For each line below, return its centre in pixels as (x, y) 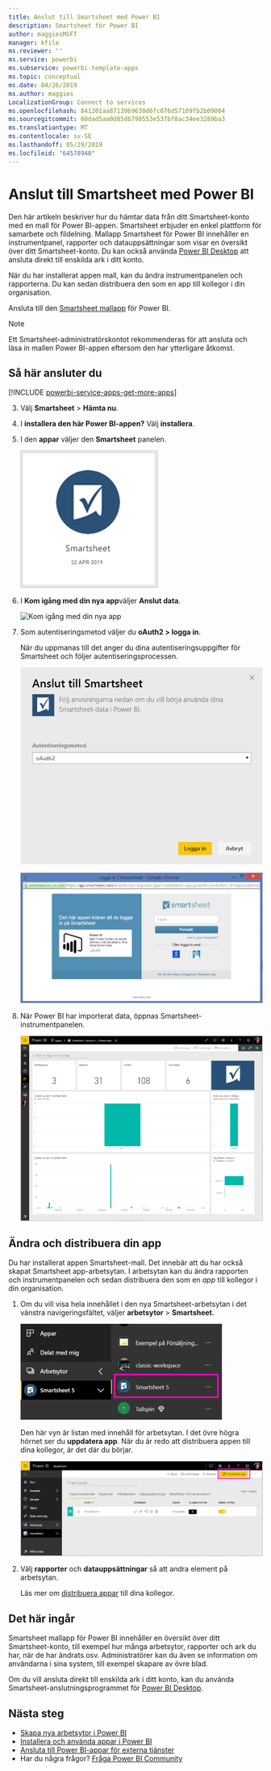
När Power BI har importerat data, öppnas (89, 1016)
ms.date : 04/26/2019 (43, 85)
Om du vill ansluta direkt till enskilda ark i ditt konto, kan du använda (121, 1680)
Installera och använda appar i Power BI (86, 1741)
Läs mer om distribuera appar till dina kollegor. (97, 1593)
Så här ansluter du (55, 373)
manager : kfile (34, 43)
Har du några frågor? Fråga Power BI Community (101, 1758)
